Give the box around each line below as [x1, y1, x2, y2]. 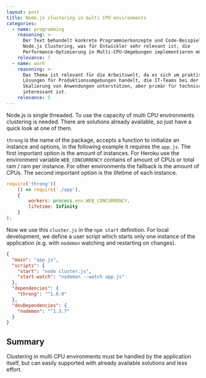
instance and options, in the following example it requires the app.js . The [6, 142, 191, 150]
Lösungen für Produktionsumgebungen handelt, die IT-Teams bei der [22, 77, 199, 83]
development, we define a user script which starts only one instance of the [6, 233, 196, 240]
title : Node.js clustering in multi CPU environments [6, 15, 147, 21]
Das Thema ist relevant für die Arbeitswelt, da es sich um [22, 72, 180, 78]
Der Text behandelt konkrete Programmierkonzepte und [22, 37, 164, 44]
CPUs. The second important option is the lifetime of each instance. [6, 169, 178, 176]
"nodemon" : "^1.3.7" [17, 308, 70, 314]
